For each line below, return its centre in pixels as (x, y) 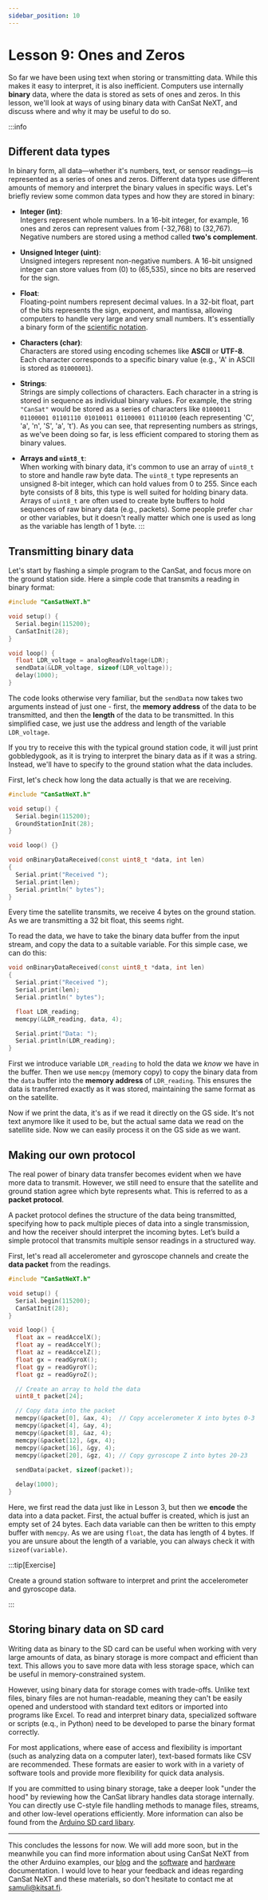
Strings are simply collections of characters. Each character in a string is (139, 392)
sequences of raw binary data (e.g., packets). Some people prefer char (136, 509)
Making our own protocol (72, 1155)
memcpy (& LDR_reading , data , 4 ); (69, 1019)
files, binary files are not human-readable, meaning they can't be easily (125, 1698)
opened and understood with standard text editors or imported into (118, 1706)
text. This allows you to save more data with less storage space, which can (131, 1665)
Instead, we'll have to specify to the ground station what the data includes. (131, 764)
